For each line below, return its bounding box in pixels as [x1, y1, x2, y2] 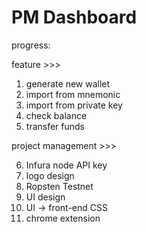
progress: [11, 39, 51, 51]
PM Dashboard [11, 6, 138, 29]
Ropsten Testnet [25, 180, 94, 192]
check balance [25, 109, 88, 121]
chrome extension [25, 212, 101, 224]
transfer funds [25, 120, 86, 132]
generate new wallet [25, 77, 111, 90]
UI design [25, 191, 66, 203]
